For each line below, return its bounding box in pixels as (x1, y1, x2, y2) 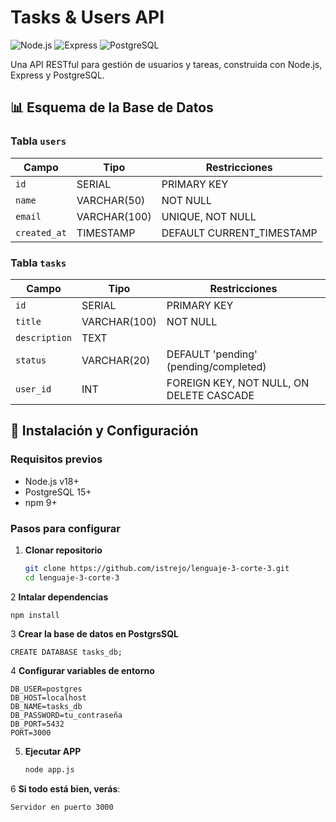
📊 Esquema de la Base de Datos (10, 99, 214, 116)
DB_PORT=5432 (10, 719, 65, 729)
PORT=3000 (10, 727, 52, 738)
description (15, 332, 73, 343)
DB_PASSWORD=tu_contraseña (10, 710, 123, 720)
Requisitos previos (10, 452, 103, 466)
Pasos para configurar (10, 521, 121, 535)
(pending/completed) (166, 359, 267, 373)
